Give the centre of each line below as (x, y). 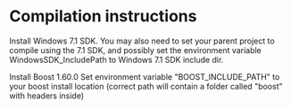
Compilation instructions (103, 16)
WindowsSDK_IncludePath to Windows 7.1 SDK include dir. (116, 59)
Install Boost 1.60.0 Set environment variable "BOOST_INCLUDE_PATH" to (145, 76)
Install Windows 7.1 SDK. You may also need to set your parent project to (142, 41)
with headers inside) (47, 96)
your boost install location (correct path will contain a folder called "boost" (146, 86)
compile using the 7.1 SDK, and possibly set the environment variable (135, 50)
